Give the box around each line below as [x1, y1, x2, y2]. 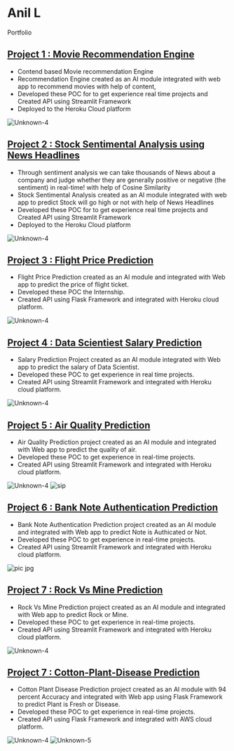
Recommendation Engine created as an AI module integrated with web [17, 74, 221, 83]
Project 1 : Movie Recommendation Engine [7, 48, 195, 60]
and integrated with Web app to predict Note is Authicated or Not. [17, 528, 207, 536]
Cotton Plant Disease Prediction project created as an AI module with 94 [17, 685, 226, 693]
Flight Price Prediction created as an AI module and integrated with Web [17, 273, 226, 282]
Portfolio [7, 28, 32, 37]
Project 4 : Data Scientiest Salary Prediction [7, 337, 202, 348]
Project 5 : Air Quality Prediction [7, 419, 151, 431]
